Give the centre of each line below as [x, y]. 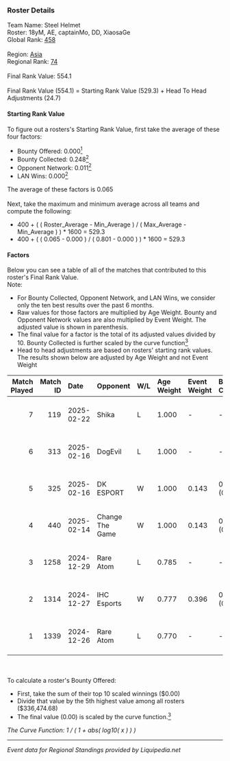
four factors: [25, 137]
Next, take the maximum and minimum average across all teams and [103, 204]
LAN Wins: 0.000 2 [42, 176]
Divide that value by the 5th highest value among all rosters [101, 701]
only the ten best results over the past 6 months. [85, 305]
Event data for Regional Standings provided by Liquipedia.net [94, 749]
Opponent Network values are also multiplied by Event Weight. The [112, 320]
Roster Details [31, 10]
